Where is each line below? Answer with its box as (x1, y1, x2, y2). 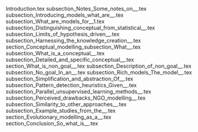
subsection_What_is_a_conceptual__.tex (5, 50, 105, 56)
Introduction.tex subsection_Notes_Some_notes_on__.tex (5, 5, 147, 12)
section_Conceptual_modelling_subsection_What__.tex (5, 43, 141, 50)
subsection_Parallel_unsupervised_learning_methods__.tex (5, 88, 152, 95)
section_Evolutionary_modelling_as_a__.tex (5, 113, 112, 121)
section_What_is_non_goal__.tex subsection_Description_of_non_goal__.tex (5, 62, 191, 70)
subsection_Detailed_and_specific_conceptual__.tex (5, 56, 134, 63)
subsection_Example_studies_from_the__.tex (5, 107, 116, 114)
